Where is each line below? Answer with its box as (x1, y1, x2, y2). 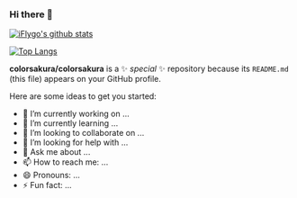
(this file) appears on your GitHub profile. (9, 74, 162, 85)
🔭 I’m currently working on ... (22, 108, 130, 120)
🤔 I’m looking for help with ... (22, 137, 129, 148)
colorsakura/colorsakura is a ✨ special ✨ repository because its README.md (9, 63, 290, 75)
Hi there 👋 (9, 8, 54, 21)
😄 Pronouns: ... (22, 170, 81, 181)
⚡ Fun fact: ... (22, 180, 72, 191)
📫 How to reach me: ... (22, 157, 109, 167)
